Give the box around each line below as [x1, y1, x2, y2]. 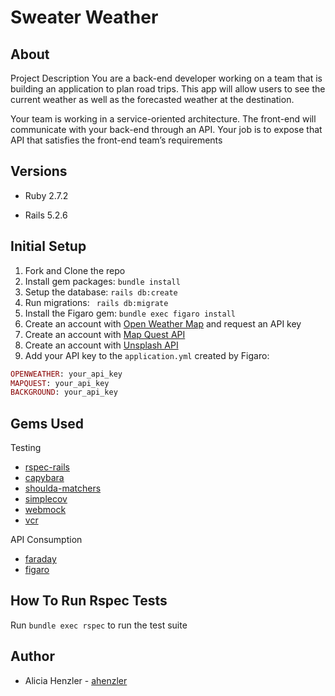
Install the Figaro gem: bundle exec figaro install [24, 307, 236, 319]
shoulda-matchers [24, 482, 102, 495]
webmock [24, 504, 67, 516]
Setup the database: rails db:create [24, 286, 178, 298]
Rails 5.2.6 [24, 209, 68, 221]
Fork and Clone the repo [24, 264, 126, 276]
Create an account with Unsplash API [24, 339, 179, 351]
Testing [10, 442, 42, 454]
